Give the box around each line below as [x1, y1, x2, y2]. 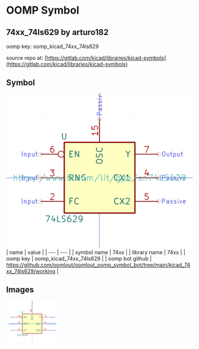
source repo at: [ [6, 55, 47, 61]
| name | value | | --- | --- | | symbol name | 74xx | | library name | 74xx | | [6, 248, 185, 255]
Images [6, 285, 34, 294]
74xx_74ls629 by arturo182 [6, 27, 109, 37]
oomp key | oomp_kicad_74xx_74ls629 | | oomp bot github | [6, 255, 152, 262]
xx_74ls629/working [6, 267, 56, 274]
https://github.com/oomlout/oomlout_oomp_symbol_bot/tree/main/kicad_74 [6, 261, 191, 268]
